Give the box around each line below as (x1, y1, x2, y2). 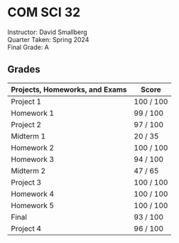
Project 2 (11, 119, 41, 129)
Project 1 (11, 97, 41, 107)
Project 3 (11, 177, 41, 187)
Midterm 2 (11, 166, 46, 175)
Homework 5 (11, 200, 55, 210)
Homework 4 (11, 189, 55, 199)
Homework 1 (11, 108, 55, 118)
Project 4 (11, 223, 41, 233)
